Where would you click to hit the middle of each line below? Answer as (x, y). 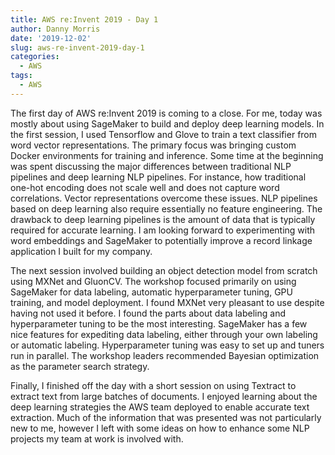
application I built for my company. (81, 251)
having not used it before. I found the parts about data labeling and (148, 313)
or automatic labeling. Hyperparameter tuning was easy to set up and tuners (167, 345)
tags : (21, 76)
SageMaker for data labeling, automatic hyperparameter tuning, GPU (151, 292)
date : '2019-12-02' (51, 38)
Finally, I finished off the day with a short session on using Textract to (153, 385)
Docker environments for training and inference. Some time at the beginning (167, 155)
